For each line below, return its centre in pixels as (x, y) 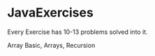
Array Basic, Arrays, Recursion (51, 45)
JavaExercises (51, 13)
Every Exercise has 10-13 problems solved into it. (77, 32)
